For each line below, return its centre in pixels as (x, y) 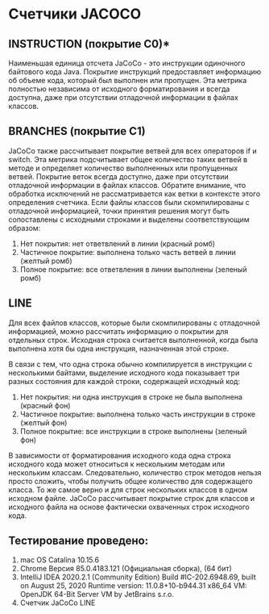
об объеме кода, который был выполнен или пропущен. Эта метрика (128, 80)
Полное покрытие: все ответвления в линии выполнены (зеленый (133, 269)
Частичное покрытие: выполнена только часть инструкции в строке (138, 414)
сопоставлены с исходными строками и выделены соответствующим (129, 219)
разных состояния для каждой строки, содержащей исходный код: (124, 381)
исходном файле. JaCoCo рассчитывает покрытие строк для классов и (132, 498)
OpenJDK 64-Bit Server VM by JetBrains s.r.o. (97, 595)
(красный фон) (45, 405)
